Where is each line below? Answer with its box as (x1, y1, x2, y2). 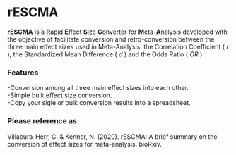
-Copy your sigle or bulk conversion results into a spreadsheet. (7, 99, 191, 107)
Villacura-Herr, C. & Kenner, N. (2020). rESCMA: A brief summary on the (7, 132, 218, 141)
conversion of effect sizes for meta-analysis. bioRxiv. (7, 139, 163, 148)
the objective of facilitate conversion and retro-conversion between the (7, 35, 216, 43)
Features (7, 68, 39, 77)
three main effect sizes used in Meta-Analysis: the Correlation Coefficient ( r (7, 42, 230, 51)
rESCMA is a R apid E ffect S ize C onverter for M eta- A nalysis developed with (7, 27, 228, 36)
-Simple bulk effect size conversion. (7, 91, 112, 99)
